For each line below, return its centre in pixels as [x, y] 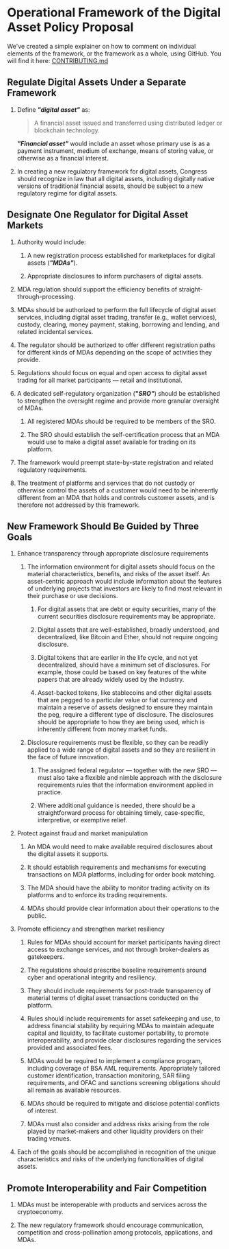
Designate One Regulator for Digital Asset [98, 215]
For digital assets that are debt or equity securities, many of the [127, 609]
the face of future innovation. [68, 757]
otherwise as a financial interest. [63, 158]
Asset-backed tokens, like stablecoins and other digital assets [124, 693]
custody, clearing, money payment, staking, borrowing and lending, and [118, 324]
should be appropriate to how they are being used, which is [121, 722]
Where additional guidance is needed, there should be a [116, 806]
